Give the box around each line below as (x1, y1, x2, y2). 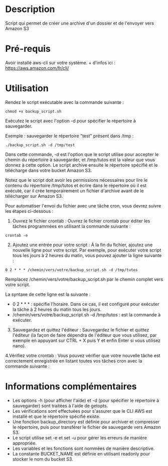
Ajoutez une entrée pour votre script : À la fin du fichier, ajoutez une (12, 242, 153, 248)
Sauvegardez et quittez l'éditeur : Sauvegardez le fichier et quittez (12, 326, 149, 332)
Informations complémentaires (5, 381, 137, 392)
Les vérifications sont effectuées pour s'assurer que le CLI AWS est (12, 408, 152, 414)
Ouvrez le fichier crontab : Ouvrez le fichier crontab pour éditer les (12, 217, 150, 224)
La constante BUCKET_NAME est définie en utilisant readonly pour (12, 450, 150, 456)
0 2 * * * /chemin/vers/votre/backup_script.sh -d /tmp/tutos (5, 267, 138, 272)
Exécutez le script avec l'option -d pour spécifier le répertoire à (5, 118, 136, 124)
